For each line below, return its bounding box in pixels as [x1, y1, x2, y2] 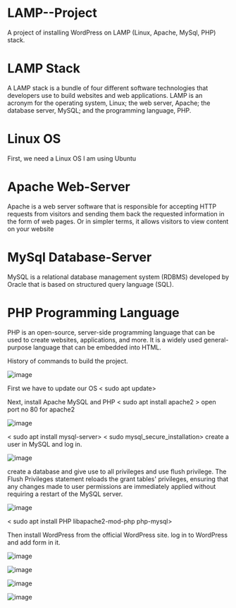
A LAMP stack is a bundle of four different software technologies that [7, 83, 209, 92]
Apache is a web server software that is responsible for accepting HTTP [7, 202, 217, 211]
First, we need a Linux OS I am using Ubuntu [7, 154, 137, 163]
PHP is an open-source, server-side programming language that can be [7, 328, 216, 336]
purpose [7, 343, 32, 352]
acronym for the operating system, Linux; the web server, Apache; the [7, 99, 211, 107]
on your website [7, 224, 54, 233]
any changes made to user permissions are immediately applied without [7, 482, 216, 490]
